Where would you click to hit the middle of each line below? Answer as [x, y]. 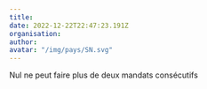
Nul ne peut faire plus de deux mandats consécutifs [103, 75]
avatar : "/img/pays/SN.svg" [61, 50]
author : [24, 42]
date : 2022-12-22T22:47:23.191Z [69, 26]
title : [21, 17]
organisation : [36, 33]
